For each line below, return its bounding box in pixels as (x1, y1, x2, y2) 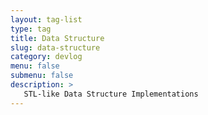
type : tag (10, 24, 52, 34)
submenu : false (10, 71, 74, 81)
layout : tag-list (10, 14, 83, 25)
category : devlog (10, 52, 83, 62)
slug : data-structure (10, 42, 101, 53)
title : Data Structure (10, 33, 105, 43)
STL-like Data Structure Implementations (23, 89, 199, 99)
